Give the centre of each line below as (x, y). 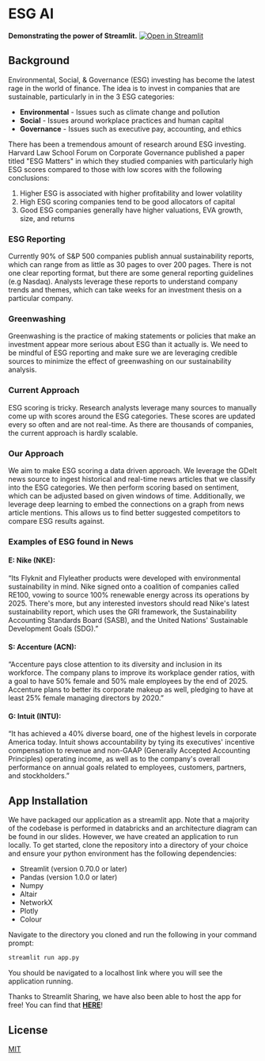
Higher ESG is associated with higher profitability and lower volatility (131, 193)
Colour (30, 919)
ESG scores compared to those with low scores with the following (115, 169)
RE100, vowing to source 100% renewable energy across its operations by (129, 595)
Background (39, 61)
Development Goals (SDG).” (53, 629)
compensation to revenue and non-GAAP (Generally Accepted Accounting (129, 750)
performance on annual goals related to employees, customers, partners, (127, 767)
